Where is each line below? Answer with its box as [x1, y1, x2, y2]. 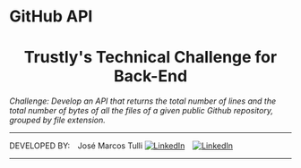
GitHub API [9, 6, 93, 27]
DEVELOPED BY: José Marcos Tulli [9, 140, 143, 151]
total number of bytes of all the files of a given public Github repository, [9, 105, 273, 116]
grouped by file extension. [9, 114, 106, 126]
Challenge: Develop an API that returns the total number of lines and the [9, 96, 276, 106]
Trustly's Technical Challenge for [23, 47, 278, 68]
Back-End [113, 66, 188, 87]
